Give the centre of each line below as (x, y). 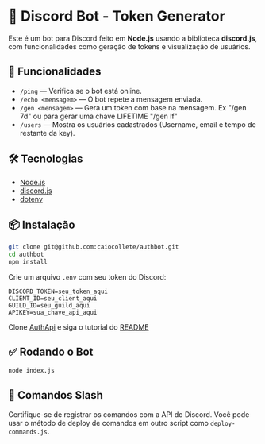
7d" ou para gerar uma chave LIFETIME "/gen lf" (99, 116)
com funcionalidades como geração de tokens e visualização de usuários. (130, 46)
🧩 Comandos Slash (56, 395)
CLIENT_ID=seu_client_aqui (53, 299)
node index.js (32, 370)
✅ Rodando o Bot (51, 352)
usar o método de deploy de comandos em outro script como (108, 423)
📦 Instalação (42, 224)
